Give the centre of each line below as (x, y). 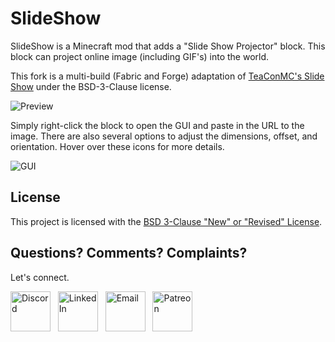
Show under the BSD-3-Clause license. (91, 86)
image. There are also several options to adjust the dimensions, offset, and (164, 136)
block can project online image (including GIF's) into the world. (140, 56)
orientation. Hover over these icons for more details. (117, 146)
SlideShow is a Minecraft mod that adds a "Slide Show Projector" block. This (168, 46)
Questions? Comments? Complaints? (129, 253)
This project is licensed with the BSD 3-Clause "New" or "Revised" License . (166, 221)
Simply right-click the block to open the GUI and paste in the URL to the (157, 125)
